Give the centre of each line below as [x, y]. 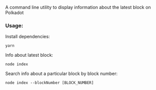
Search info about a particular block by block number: [62, 74]
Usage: [14, 26]
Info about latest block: [29, 55]
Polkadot [14, 13]
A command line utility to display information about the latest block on [78, 7]
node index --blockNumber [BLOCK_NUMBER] [50, 83]
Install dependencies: [28, 37]
